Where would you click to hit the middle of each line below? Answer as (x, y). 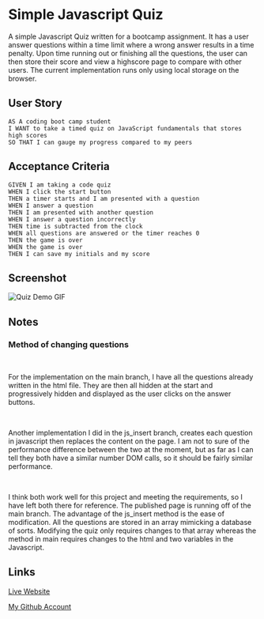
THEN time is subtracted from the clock (76, 226)
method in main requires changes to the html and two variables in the (121, 539)
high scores (28, 135)
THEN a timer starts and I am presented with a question (104, 198)
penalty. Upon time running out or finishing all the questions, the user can (128, 53)
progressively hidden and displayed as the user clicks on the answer (120, 394)
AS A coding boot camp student (60, 121)
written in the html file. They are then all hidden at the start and (111, 386)
